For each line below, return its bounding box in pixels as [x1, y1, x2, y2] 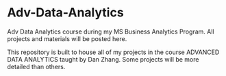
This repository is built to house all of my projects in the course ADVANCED [7, 48, 220, 56]
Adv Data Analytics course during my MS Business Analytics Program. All [7, 27, 214, 36]
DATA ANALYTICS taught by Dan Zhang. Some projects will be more [7, 55, 199, 63]
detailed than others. [7, 62, 66, 71]
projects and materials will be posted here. [7, 34, 127, 42]
